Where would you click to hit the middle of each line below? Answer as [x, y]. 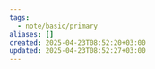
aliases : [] [31, 34]
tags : [19, 17]
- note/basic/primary [58, 26]
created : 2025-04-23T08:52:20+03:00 [77, 43]
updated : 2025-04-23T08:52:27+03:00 [77, 51]
